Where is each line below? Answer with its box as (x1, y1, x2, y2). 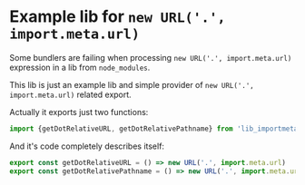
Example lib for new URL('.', (9, 6, 226, 27)
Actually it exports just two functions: (9, 106, 149, 117)
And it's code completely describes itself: (9, 141, 165, 151)
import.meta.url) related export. (9, 89, 132, 100)
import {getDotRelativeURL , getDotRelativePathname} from (9, 124, 233, 133)
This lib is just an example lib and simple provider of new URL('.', (9, 79, 254, 90)
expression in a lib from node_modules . (9, 62, 151, 73)
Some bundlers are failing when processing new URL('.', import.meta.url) (9, 52, 292, 63)
